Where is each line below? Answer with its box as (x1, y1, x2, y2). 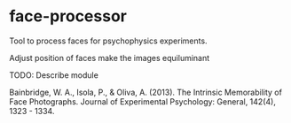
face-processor (9, 6, 127, 27)
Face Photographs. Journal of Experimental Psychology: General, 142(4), (9, 96, 277, 107)
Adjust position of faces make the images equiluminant (9, 52, 210, 63)
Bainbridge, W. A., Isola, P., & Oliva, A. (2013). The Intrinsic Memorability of (9, 87, 282, 97)
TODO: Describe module (9, 69, 99, 81)
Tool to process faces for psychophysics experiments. (9, 35, 208, 46)
